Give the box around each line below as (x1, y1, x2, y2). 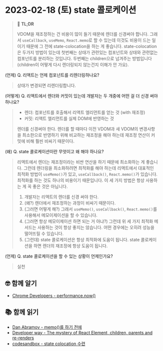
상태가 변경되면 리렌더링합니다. (17, 82, 77, 88)
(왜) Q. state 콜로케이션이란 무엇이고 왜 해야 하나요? (5, 148, 104, 154)
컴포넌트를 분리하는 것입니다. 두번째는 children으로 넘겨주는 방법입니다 (17, 55, 152, 61)
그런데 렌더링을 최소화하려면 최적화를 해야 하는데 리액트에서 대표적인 (23, 165, 154, 171)
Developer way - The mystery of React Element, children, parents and (12, 329, 153, 335)
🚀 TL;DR (17, 21, 34, 27)
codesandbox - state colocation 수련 (12, 341, 85, 347)
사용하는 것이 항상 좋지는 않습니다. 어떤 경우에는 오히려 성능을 (37, 224, 155, 230)
